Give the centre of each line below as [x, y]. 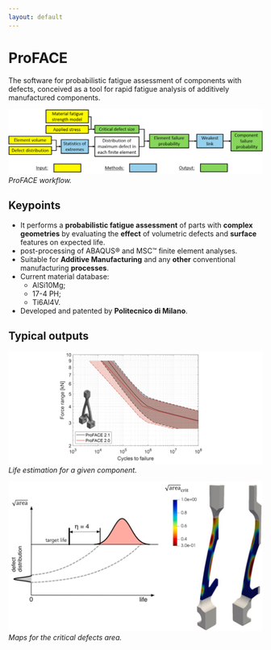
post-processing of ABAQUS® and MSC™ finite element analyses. [129, 251]
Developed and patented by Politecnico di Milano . [104, 310]
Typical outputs [48, 336]
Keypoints [35, 206]
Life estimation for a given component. [73, 470]
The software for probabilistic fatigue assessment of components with [125, 80]
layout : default [35, 17]
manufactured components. [54, 98]
